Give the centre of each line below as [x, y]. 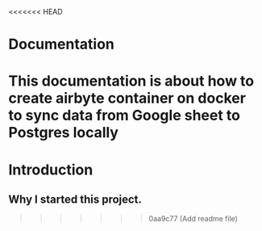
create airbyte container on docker [127, 98]
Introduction [51, 170]
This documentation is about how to [131, 81]
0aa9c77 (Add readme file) [193, 219]
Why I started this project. [75, 199]
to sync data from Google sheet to [124, 115]
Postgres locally [64, 133]
